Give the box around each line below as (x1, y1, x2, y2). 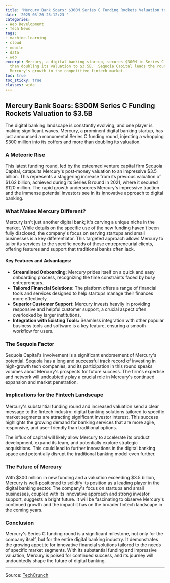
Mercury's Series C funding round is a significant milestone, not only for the (5, 531, 163, 537)
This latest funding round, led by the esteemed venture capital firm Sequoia (5, 163, 163, 169)
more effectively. (12, 296, 48, 302)
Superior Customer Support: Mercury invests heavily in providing (12, 301, 151, 307)
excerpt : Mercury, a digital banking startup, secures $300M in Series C (5, 59, 164, 64)
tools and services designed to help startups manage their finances (12, 290, 153, 296)
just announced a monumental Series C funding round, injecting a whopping (5, 133, 164, 140)
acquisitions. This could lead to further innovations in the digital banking (5, 445, 156, 451)
